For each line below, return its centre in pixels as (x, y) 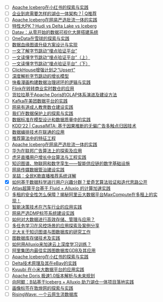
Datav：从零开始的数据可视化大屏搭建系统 (55, 32)
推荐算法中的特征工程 (34, 138)
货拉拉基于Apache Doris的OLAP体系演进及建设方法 (65, 95)
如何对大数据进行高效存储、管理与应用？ (53, 219)
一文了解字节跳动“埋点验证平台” (45, 51)
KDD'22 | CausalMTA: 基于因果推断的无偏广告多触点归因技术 (74, 126)
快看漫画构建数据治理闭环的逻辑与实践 (51, 82)
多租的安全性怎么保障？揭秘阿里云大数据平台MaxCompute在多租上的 (82, 194)
